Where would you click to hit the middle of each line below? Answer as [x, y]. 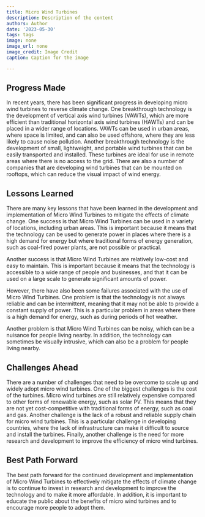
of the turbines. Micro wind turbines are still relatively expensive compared [101, 396]
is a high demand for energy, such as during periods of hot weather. [92, 317]
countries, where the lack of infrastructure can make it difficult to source [98, 428]
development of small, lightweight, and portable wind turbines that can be [99, 148]
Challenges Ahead [42, 368]
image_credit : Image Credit [42, 52]
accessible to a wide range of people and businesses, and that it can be [97, 272]
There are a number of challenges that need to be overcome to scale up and [102, 382]
